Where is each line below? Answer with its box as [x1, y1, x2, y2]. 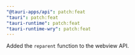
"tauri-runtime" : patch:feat [6, 20, 80, 26]
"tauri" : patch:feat [6, 15, 59, 21]
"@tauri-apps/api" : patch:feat [6, 8, 86, 15]
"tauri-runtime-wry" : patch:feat [6, 25, 91, 32]
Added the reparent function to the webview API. [6, 42, 130, 50]
